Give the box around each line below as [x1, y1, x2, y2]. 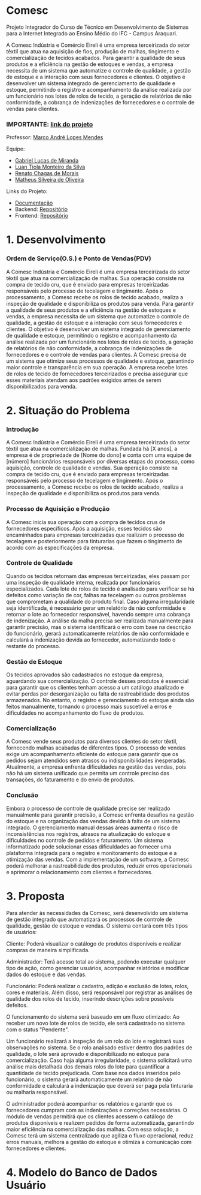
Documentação [14, 199, 53, 207]
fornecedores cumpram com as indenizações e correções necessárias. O [6, 1106, 187, 1113]
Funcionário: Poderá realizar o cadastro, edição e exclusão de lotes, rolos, [6, 982, 189, 989]
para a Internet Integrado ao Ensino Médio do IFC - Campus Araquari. [6, 29, 178, 37]
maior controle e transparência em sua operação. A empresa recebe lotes [6, 363, 188, 371]
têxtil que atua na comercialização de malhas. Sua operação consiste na [6, 274, 184, 282]
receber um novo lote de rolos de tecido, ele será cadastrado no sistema [6, 1019, 185, 1027]
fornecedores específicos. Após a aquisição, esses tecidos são [6, 525, 163, 532]
